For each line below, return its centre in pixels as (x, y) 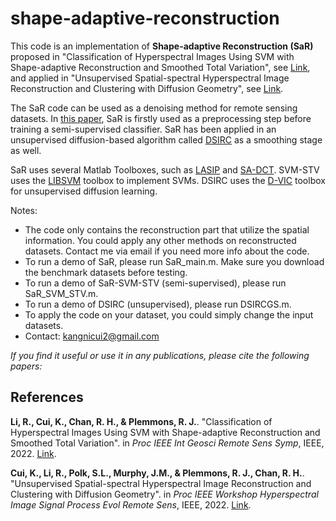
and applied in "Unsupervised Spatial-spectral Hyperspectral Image (150, 78)
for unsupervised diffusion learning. (84, 191)
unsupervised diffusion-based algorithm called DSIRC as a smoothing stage (166, 139)
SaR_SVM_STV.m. (61, 293)
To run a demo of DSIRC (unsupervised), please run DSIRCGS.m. (158, 304)
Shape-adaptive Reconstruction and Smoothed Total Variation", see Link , (160, 67)
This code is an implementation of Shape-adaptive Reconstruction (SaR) (162, 46)
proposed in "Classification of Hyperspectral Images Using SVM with (152, 56)
